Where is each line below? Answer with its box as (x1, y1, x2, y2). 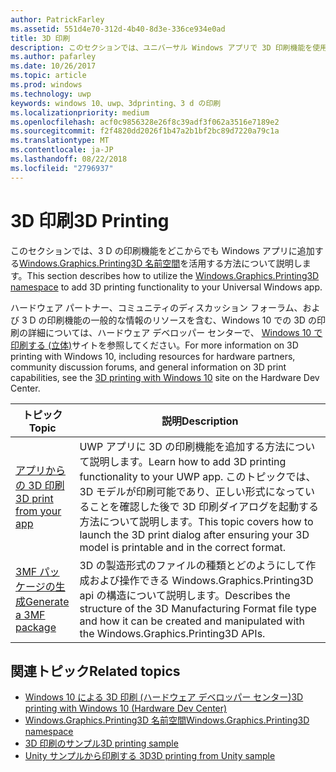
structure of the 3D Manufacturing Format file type (79, 601, 317, 615)
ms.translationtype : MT (10, 136, 110, 146)
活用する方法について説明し (188, 257, 303, 269)
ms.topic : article (10, 71, 87, 81)
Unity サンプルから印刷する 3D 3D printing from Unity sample (24, 750, 276, 762)
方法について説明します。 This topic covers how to (79, 514, 314, 528)
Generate (25, 594, 70, 608)
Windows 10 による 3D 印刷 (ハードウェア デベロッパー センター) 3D (24, 691, 304, 703)
